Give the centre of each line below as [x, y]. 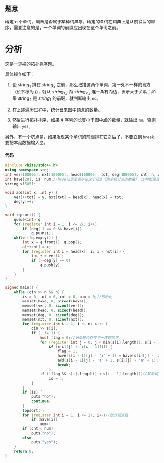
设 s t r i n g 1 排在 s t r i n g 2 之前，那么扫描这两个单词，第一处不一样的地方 [81, 85]
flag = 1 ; [67, 351]
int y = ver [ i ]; [48, 256]
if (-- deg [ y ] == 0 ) [51, 260]
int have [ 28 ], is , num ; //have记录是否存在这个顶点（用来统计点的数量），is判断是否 [82, 179]
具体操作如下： [20, 74]
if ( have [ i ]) [44, 419]
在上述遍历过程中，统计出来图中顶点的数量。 [57, 110]
